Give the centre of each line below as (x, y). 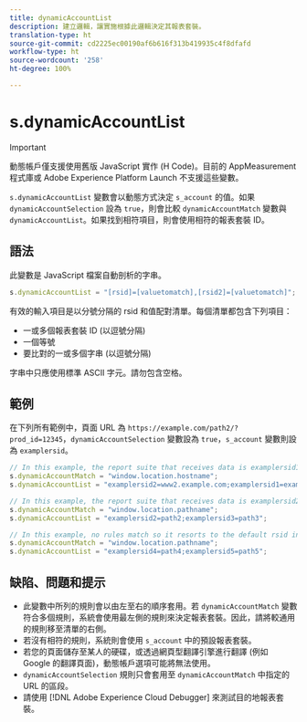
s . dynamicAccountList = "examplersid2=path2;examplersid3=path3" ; (138, 518)
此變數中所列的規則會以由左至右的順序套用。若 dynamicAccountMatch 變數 (160, 606)
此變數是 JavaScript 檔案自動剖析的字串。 (88, 275)
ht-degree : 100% (40, 69)
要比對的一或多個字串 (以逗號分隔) (87, 353)
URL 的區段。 (48, 686)
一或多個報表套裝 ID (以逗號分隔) (84, 330)
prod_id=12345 (37, 440)
